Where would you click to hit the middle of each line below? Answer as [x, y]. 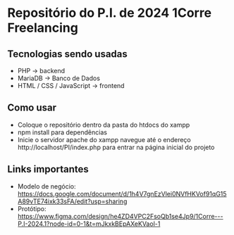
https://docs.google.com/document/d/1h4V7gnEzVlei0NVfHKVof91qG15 [122, 193]
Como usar [32, 108]
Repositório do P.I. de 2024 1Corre [110, 13]
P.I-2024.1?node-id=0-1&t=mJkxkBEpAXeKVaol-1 [89, 224]
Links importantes [48, 169]
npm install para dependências [62, 132]
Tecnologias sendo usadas [68, 54]
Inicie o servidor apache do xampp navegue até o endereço [104, 139]
